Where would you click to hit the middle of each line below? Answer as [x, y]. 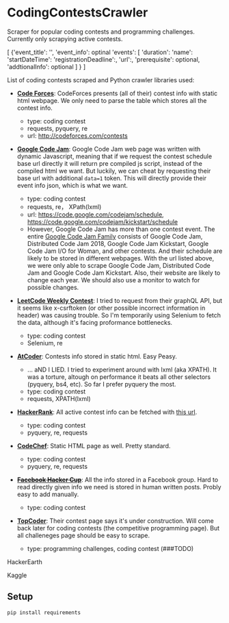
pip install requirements [44, 612]
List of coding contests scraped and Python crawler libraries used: [101, 80]
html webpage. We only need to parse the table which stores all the [112, 100]
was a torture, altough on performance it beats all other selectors [119, 377]
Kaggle [17, 575]
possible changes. [53, 287]
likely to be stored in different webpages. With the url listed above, [120, 258]
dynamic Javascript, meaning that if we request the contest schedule [114, 156]
